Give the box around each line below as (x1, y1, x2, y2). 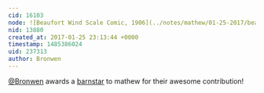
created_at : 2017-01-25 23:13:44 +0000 (8, 33, 139, 41)
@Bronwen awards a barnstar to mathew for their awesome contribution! (8, 76, 244, 86)
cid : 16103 (8, 11, 44, 20)
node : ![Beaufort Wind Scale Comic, (8, 19, 128, 27)
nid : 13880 (8, 26, 44, 34)
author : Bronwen (8, 55, 61, 63)
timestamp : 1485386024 (8, 41, 82, 48)
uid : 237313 (8, 48, 47, 55)
